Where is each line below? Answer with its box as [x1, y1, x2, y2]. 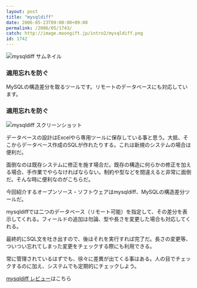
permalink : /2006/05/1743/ [6, 25, 72, 31]
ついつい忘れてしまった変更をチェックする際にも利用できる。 [6, 242, 155, 250]
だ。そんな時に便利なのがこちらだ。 [6, 176, 94, 183]
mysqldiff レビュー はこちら [6, 274, 72, 282]
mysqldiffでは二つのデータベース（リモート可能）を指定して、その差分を [6, 208, 183, 215]
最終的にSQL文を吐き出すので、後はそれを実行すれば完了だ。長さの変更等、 [6, 235, 191, 242]
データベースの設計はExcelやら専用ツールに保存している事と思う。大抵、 [6, 133, 183, 141]
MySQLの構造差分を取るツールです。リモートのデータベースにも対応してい [6, 83, 188, 91]
